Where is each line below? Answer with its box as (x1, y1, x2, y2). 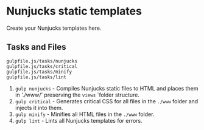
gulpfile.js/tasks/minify (6, 69, 72, 75)
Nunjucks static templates (6, 4, 142, 18)
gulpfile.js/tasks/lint (6, 74, 67, 80)
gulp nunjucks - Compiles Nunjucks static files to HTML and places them (15, 84, 199, 92)
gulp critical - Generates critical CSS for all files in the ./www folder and (15, 97, 199, 104)
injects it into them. (15, 104, 63, 111)
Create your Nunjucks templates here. (6, 24, 102, 32)
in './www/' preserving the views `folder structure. (15, 91, 140, 98)
